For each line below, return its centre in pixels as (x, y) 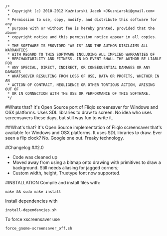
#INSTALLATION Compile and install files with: (53, 183)
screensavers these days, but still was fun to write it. (59, 118)
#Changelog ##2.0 (24, 148)
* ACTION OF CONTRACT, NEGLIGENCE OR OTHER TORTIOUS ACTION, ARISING (81, 85)
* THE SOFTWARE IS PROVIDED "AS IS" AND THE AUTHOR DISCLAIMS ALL (78, 46)
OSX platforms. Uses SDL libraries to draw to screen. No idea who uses (79, 112)
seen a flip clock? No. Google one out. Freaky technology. (65, 138)
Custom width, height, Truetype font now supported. (66, 173)
